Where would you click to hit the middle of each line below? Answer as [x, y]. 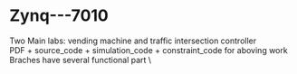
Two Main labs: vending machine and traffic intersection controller [133, 41]
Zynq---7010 [59, 16]
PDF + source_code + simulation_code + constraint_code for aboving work [148, 50]
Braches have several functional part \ [81, 60]
